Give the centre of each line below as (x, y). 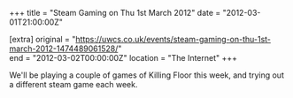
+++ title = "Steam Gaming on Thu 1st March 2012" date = (115, 13)
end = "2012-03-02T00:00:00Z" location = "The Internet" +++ (123, 58)
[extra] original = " (42, 39)
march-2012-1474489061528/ (64, 49)
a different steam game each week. (73, 84)
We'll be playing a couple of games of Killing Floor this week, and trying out (147, 75)
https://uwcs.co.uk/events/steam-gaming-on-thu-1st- (173, 39)
